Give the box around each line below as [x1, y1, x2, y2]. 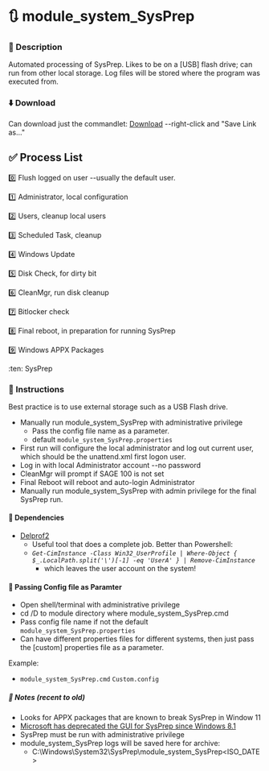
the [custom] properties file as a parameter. [19, 643, 165, 653]
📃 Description [8, 42, 63, 53]
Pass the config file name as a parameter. [31, 425, 170, 436]
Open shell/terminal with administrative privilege [19, 600, 181, 610]
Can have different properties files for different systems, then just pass [19, 634, 255, 644]
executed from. [8, 77, 59, 86]
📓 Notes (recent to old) [8, 692, 86, 702]
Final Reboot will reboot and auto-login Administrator [19, 477, 195, 487]
